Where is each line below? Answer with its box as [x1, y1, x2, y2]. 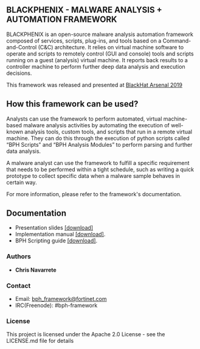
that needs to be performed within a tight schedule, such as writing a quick [6, 166, 195, 173]
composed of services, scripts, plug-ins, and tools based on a [6, 37, 162, 44]
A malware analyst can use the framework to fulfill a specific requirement [6, 159, 190, 166]
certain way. [6, 178, 38, 186]
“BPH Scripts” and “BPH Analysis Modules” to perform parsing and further [6, 141, 193, 148]
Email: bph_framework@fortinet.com [15, 295, 108, 303]
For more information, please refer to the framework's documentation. [6, 190, 182, 197]
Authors [6, 252, 32, 261]
